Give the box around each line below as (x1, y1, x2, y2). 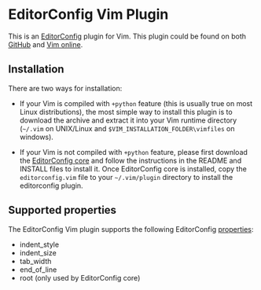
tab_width (19, 256, 52, 266)
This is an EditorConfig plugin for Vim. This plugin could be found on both (8, 31, 246, 41)
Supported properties (8, 204, 116, 217)
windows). (19, 132, 53, 141)
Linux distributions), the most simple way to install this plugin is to (19, 107, 233, 116)
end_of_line (19, 265, 57, 274)
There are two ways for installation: (8, 83, 123, 93)
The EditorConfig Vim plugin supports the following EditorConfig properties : (8, 224, 254, 233)
